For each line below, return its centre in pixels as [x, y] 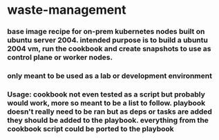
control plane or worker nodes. [60, 57]
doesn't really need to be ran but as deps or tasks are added [110, 111]
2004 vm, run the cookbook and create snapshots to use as [109, 49]
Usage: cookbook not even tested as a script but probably [106, 94]
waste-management [67, 10]
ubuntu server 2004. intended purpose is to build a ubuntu [108, 40]
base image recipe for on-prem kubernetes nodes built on [106, 32]
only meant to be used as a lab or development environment [110, 76]
